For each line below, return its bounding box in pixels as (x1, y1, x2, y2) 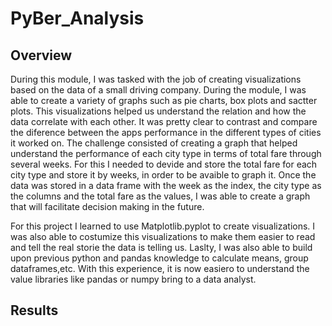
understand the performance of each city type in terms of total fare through (10, 148, 322, 159)
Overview (10, 47, 73, 64)
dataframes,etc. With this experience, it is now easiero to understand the (10, 263, 310, 274)
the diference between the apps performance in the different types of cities (10, 127, 322, 138)
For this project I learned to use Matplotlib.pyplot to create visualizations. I (10, 220, 316, 232)
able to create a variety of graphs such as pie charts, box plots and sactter (10, 95, 318, 106)
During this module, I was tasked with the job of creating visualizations (10, 73, 302, 85)
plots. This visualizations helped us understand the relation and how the (10, 105, 307, 117)
